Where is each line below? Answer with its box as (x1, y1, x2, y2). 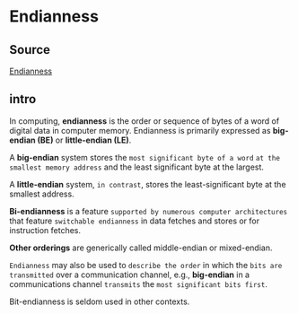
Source (9, 42, 51, 57)
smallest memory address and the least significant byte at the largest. (9, 161, 265, 172)
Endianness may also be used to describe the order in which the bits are (9, 259, 283, 270)
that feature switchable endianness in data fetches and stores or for (9, 215, 260, 226)
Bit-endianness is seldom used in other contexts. (9, 296, 190, 307)
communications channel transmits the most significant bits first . (9, 278, 267, 289)
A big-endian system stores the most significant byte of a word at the (9, 152, 281, 162)
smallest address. (9, 188, 74, 199)
